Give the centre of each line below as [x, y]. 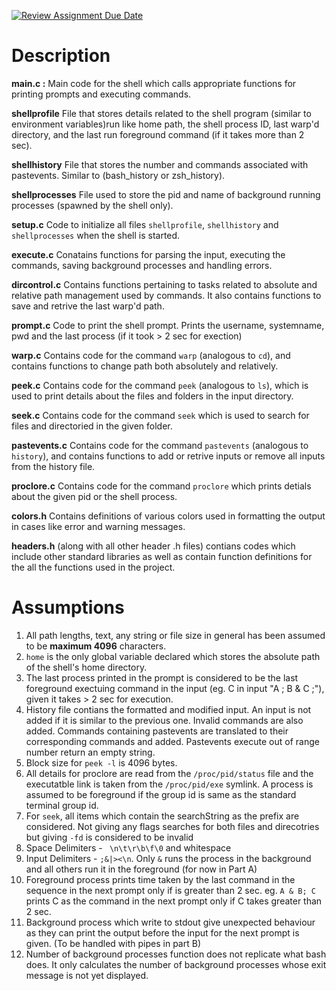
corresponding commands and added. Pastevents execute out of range [172, 741]
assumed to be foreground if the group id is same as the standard [161, 794]
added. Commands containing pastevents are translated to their [157, 731]
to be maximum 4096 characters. [96, 646]
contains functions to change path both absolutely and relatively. [145, 366]
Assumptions [68, 607]
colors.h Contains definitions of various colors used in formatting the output [168, 516]
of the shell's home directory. [86, 667]
